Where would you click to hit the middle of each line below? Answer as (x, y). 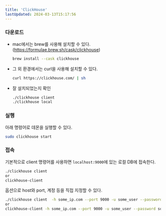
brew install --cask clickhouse (45, 59)
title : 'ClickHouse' (26, 10)
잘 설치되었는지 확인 (31, 88)
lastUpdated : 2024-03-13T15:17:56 (41, 14)
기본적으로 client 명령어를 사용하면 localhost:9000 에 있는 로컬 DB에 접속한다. (81, 162)
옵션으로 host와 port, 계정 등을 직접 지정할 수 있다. (54, 190)
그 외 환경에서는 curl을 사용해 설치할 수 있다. (55, 69)
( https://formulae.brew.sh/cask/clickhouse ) (56, 49)
